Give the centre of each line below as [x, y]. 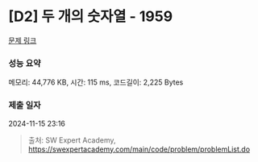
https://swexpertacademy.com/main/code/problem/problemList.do [139, 149]
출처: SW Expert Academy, [72, 140]
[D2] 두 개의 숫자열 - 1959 [91, 17]
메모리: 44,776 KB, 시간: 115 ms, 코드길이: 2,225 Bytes [96, 82]
